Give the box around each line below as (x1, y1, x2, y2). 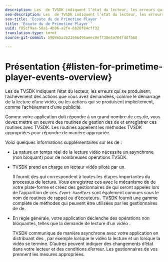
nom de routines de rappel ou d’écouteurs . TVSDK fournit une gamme (12, 195, 158, 201)
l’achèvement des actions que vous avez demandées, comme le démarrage (5, 93, 161, 99)
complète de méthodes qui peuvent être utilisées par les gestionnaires (12, 200, 157, 206)
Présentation (5, 61, 60, 72)
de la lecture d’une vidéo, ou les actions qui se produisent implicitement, (5, 98, 154, 105)
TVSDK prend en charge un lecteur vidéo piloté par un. (12, 164, 126, 170)
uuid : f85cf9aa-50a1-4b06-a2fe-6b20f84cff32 (5, 26, 99, 31)
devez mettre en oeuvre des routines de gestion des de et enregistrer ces (5, 119, 157, 125)
